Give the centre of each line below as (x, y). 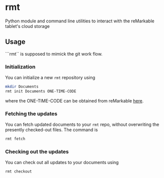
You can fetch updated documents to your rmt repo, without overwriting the (82, 125)
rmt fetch (15, 139)
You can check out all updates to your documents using (62, 163)
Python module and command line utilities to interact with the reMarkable (80, 21)
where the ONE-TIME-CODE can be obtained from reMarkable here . (74, 100)
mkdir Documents (22, 87)
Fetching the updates (31, 113)
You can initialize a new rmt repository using (50, 78)
